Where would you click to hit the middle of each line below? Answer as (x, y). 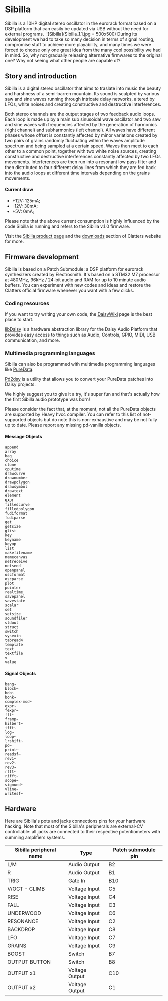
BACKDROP (21, 929)
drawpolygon (17, 482)
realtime (14, 592)
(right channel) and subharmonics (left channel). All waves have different (80, 130)
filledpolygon (20, 509)
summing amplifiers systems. (35, 837)
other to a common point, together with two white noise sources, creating (81, 151)
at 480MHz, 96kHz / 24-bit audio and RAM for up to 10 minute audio (76, 280)
